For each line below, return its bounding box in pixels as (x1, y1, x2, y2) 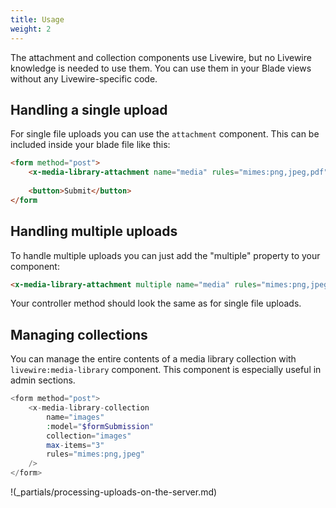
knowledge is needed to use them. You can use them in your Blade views (10, 62, 312, 74)
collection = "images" (46, 431, 132, 441)
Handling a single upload (10, 101, 168, 118)
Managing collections (10, 326, 148, 343)
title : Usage (10, 14, 65, 25)
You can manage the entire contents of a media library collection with (10, 353, 297, 365)
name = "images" (46, 412, 105, 422)
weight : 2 (10, 24, 52, 34)
